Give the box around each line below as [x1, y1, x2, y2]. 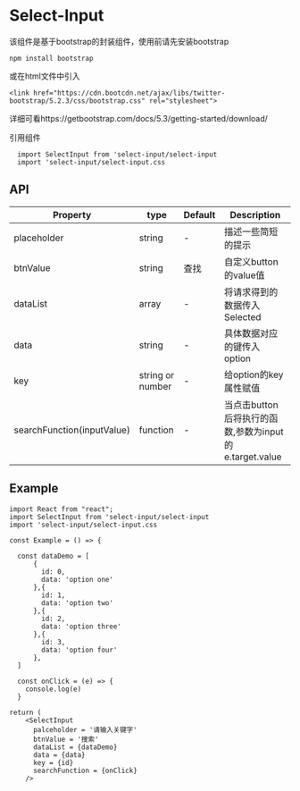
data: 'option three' [41, 622, 122, 631]
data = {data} [32, 750, 87, 760]
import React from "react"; [9, 504, 114, 514]
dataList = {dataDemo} [32, 743, 118, 752]
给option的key [224, 368, 284, 381]
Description [229, 208, 281, 221]
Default [183, 208, 216, 221]
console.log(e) [25, 685, 82, 694]
